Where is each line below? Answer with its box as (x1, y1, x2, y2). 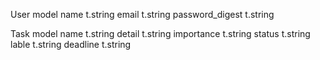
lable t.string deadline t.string (10, 39, 132, 50)
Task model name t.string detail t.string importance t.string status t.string (10, 28, 311, 39)
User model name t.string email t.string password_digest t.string (10, 9, 275, 20)
